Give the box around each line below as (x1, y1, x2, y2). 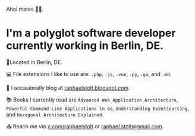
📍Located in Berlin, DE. (6, 58, 62, 65)
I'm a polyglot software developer (6, 27, 176, 40)
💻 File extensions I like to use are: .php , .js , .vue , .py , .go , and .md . (6, 70, 172, 77)
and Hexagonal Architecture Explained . (6, 110, 104, 118)
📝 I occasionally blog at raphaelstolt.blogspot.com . (6, 84, 130, 91)
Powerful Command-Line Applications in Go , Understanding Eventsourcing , (6, 105, 189, 112)
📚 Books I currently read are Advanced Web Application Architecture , (6, 96, 178, 103)
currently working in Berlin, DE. (6, 39, 164, 53)
